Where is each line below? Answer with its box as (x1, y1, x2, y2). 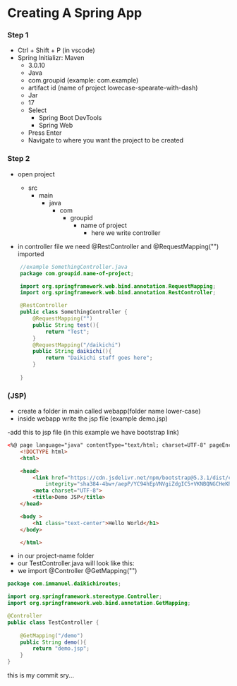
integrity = (44, 481, 78, 488)
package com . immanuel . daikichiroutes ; (7, 580, 121, 587)
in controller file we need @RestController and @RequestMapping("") (17, 242, 219, 251)
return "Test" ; (44, 328, 90, 335)
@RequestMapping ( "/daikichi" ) (32, 341, 121, 349)
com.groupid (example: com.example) (28, 76, 139, 85)
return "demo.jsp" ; (32, 645, 90, 652)
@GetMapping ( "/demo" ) (20, 632, 83, 639)
